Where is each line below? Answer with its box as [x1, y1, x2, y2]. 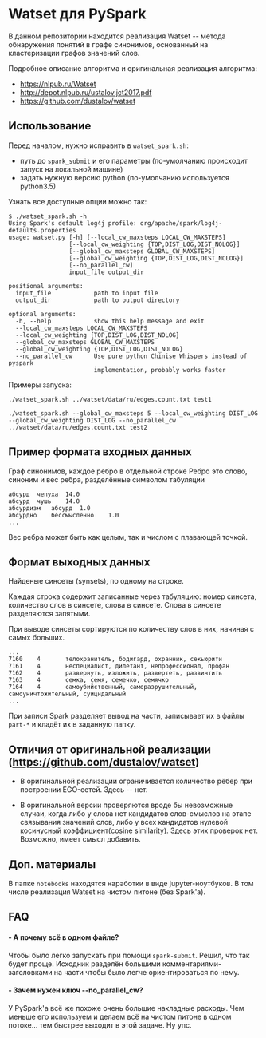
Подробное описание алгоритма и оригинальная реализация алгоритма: [8, 63, 257, 73]
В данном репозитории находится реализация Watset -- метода [8, 31, 226, 41]
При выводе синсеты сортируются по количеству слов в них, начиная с [8, 624, 255, 634]
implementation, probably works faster [93, 366, 226, 374]
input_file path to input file [15, 289, 158, 297]
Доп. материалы [8, 858, 96, 871]
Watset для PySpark [8, 5, 147, 23]
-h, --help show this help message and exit [15, 317, 205, 325]
